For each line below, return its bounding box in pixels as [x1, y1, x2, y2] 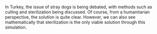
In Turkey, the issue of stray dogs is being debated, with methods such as [5, 4, 153, 10]
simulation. [5, 24, 27, 30]
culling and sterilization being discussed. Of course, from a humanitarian [5, 9, 150, 15]
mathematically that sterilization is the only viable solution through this [5, 19, 145, 25]
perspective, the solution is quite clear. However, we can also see [5, 14, 136, 20]
